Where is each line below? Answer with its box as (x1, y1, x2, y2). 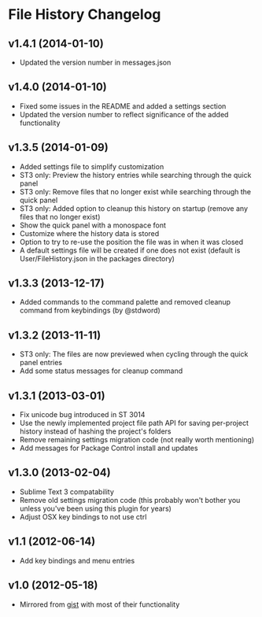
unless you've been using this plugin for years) (19, 504, 172, 513)
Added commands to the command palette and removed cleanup (19, 297, 231, 307)
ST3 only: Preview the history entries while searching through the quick (19, 170, 252, 179)
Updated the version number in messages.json (19, 57, 172, 67)
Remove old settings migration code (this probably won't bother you (19, 495, 241, 504)
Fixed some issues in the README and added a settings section (19, 101, 227, 111)
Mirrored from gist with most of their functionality (19, 600, 180, 609)
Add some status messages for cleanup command (19, 366, 183, 375)
